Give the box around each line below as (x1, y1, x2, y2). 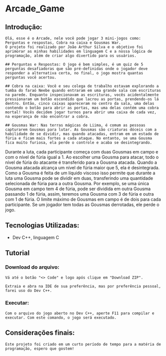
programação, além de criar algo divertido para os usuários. (5, 53, 137, 58)
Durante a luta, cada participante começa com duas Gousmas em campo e (5, 149, 159, 154)
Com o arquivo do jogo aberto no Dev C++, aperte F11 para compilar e (5, 311, 155, 316)
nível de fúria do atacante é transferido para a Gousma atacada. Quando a (5, 159, 158, 165)
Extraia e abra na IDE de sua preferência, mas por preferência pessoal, (5, 284, 162, 288)
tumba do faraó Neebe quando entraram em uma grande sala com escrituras (5, 88, 162, 93)
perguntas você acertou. (5, 75, 57, 80)
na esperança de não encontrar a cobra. (5, 114, 90, 119)
